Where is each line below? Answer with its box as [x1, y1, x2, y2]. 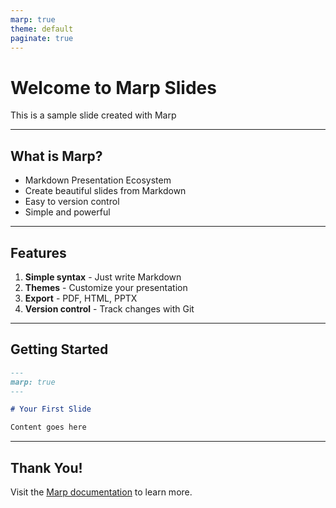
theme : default [10, 24, 74, 34]
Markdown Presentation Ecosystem [24, 174, 172, 186]
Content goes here [10, 422, 87, 433]
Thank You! [10, 459, 83, 476]
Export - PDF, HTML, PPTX [24, 292, 138, 304]
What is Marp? [10, 147, 103, 165]
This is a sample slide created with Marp [10, 109, 177, 121]
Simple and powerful [24, 206, 111, 218]
